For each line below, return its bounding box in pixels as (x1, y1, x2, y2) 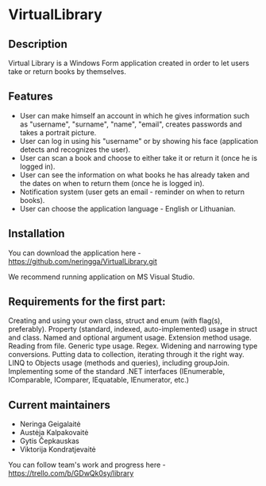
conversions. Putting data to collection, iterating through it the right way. (8, 350, 245, 360)
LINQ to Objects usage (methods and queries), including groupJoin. (8, 358, 230, 367)
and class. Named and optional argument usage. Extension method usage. (8, 332, 252, 343)
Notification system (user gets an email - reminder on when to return (19, 187, 245, 196)
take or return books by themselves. (8, 67, 127, 76)
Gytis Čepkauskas (19, 436, 79, 446)
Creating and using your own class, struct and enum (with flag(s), (8, 316, 222, 325)
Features (8, 90, 53, 103)
